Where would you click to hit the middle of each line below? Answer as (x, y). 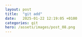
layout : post (18, 9)
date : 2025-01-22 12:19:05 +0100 (41, 18)
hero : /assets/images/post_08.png (40, 27)
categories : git (21, 23)
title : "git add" (24, 14)
